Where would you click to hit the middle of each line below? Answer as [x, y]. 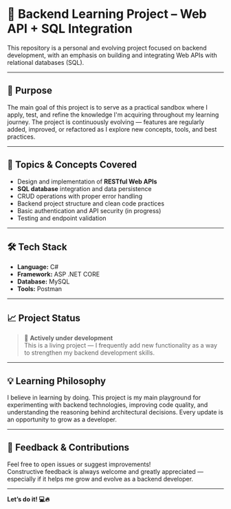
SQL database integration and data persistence [84, 188]
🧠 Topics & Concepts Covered [72, 165]
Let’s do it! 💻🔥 [29, 499]
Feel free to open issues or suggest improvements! [79, 464]
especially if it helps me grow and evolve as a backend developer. [100, 479]
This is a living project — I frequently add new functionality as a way [121, 346]
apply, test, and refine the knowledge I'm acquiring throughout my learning [113, 114]
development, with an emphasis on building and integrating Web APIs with [112, 55]
